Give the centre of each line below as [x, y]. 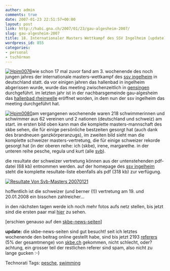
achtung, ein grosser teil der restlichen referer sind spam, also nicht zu [79, 248]
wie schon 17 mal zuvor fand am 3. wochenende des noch [93, 71]
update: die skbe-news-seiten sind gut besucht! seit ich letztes [71, 231]
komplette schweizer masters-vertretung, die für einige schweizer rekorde [83, 140]
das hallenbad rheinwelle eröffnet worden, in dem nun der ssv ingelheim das [85, 98]
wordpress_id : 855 [25, 43]
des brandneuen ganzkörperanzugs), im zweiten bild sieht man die [75, 135]
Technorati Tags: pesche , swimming [43, 263]
